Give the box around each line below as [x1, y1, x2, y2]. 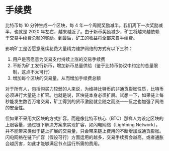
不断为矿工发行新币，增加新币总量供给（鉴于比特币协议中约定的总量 [12, 62, 154, 68]
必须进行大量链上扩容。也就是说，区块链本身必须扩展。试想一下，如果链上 [5, 92, 159, 98]
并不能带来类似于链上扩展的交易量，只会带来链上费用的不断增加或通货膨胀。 [5, 128, 164, 134]
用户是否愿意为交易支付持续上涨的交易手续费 [12, 56, 106, 62]
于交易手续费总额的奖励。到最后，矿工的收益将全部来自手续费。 [5, 35, 137, 41]
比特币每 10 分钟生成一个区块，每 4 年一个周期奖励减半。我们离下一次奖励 [5, 22, 159, 28]
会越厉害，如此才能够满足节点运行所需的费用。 [5, 140, 102, 146]
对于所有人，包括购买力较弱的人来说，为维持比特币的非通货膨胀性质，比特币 [5, 86, 164, 92]
